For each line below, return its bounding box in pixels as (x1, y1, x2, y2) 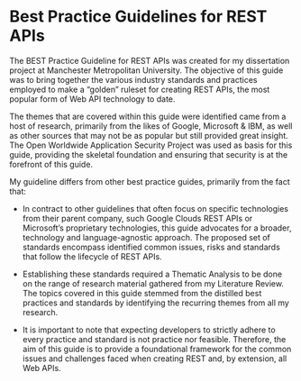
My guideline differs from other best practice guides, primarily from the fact (9, 176, 290, 186)
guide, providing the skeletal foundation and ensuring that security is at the (9, 149, 288, 159)
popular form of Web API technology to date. (9, 93, 176, 104)
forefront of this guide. (9, 159, 93, 169)
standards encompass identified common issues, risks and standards (22, 241, 281, 252)
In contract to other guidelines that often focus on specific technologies (22, 203, 288, 213)
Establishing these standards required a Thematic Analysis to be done (22, 268, 282, 279)
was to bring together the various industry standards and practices (9, 74, 259, 85)
